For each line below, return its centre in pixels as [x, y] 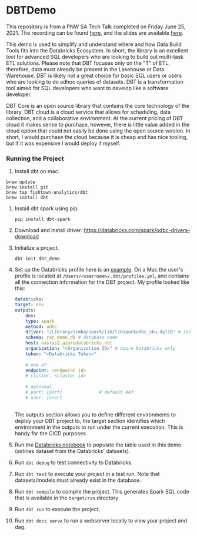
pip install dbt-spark [42, 219]
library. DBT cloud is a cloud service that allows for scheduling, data [89, 112]
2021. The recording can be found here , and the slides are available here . [95, 32]
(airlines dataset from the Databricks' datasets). [72, 451]
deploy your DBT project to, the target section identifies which [90, 421]
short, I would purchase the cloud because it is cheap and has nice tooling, [97, 137]
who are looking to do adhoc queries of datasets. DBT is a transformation [95, 82]
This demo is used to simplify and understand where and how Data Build [94, 44]
